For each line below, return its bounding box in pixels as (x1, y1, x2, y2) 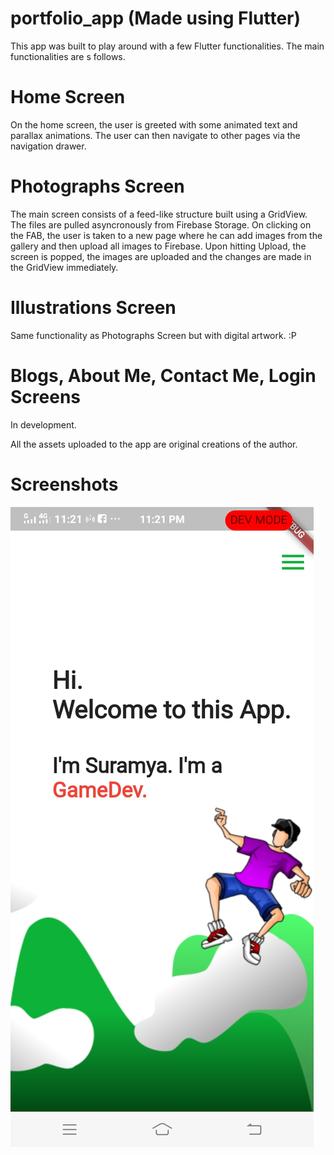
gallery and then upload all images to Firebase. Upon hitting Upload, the (10, 240, 307, 252)
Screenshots (10, 473, 119, 496)
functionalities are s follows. (10, 50, 126, 62)
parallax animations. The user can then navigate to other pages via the (10, 129, 301, 141)
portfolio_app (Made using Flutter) (10, 7, 302, 30)
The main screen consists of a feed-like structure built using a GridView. (10, 208, 308, 220)
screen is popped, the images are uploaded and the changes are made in (10, 250, 312, 262)
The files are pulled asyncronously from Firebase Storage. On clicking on (10, 218, 312, 231)
